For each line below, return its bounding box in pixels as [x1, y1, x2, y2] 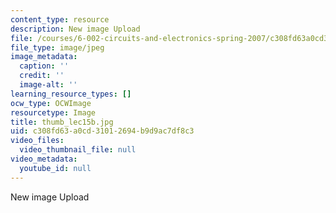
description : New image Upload [10, 24, 141, 34]
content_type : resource [10, 14, 110, 25]
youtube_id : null [19, 163, 92, 173]
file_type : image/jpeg [10, 42, 105, 53]
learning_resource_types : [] [10, 89, 132, 99]
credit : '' [19, 71, 65, 81]
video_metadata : [10, 154, 78, 164]
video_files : [10, 136, 65, 146]
